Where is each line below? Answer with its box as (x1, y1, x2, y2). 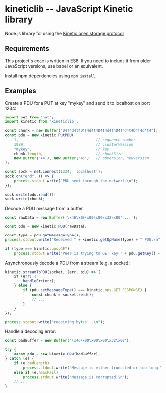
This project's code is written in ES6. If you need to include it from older (5, 58, 151, 64)
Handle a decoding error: (5, 328, 56, 334)
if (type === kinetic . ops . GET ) (5, 246, 70, 251)
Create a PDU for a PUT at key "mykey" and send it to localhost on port (5, 100, 150, 106)
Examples (5, 87, 36, 95)
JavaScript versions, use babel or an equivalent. (5, 63, 103, 69)
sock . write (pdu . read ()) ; (5, 192, 56, 197)
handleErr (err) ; (23, 278, 56, 283)
